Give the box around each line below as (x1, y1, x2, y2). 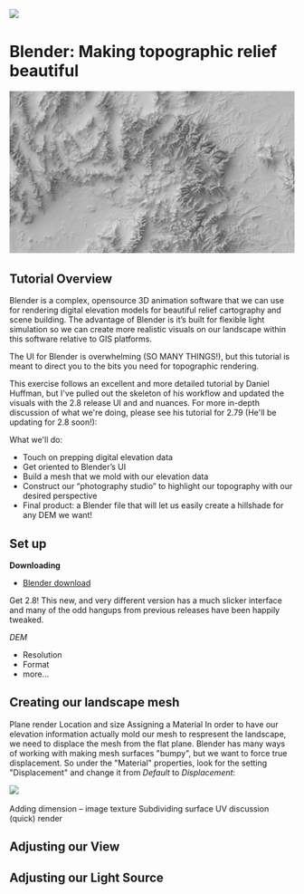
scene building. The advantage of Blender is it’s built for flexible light (9, 314, 265, 325)
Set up (9, 535, 47, 552)
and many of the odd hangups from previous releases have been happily (9, 605, 280, 616)
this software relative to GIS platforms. (9, 333, 152, 344)
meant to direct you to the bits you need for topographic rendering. (9, 360, 260, 371)
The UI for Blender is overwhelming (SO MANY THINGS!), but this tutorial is (9, 351, 290, 362)
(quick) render (9, 812, 63, 823)
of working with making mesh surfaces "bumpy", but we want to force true (9, 747, 288, 758)
